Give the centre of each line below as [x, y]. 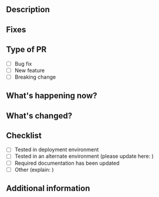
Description [28, 10]
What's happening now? [52, 96]
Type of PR [26, 50]
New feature [30, 70]
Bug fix [23, 63]
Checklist [24, 135]
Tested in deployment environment [57, 150]
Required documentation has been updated [67, 163]
